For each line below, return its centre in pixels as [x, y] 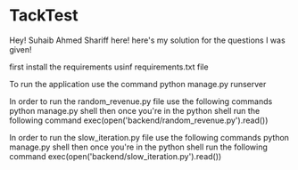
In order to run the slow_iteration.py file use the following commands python [149, 137]
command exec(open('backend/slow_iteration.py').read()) [116, 156]
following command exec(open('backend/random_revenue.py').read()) [139, 120]
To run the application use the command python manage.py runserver [138, 84]
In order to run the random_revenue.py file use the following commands [141, 101]
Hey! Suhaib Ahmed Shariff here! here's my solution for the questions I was [147, 40]
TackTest [44, 16]
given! [21, 49]
